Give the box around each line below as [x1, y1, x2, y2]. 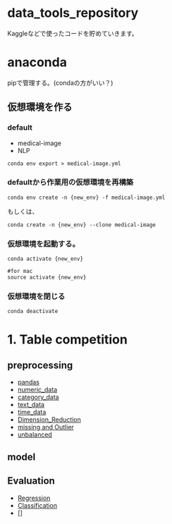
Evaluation [7, 475, 55, 487]
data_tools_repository [7, 5, 139, 21]
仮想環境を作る [7, 101, 73, 114]
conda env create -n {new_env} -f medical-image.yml [7, 194, 166, 201]
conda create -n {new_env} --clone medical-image [7, 221, 156, 229]
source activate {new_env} [7, 274, 87, 281]
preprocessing [7, 360, 73, 372]
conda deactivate [7, 308, 59, 315]
